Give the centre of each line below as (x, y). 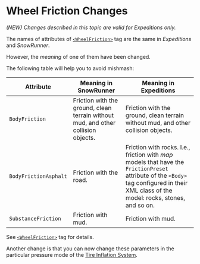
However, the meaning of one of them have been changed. (78, 56)
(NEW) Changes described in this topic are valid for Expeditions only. (91, 27)
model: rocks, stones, (155, 197)
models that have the (155, 162)
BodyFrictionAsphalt (38, 176)
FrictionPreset (147, 169)
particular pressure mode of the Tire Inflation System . (72, 254)
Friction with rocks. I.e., (158, 147)
